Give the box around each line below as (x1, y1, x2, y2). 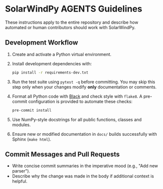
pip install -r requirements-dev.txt (12, 70, 89, 75)
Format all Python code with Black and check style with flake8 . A (12, 93, 143, 99)
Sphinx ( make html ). (12, 136, 51, 142)
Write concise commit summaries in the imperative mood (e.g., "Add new (12, 163, 159, 169)
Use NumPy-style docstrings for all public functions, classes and (12, 116, 142, 122)
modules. (12, 122, 31, 128)
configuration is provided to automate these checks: (28, 98, 132, 104)
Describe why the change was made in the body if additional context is (12, 173, 154, 179)
